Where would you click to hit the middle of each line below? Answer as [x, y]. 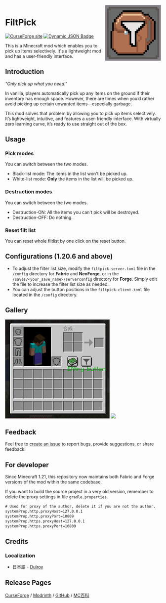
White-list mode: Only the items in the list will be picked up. [73, 179]
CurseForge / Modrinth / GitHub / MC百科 [47, 595]
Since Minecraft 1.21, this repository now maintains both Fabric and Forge [80, 477]
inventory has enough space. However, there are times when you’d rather [80, 98]
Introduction [25, 72]
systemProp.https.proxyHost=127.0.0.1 [45, 521]
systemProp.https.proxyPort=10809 [41, 526]
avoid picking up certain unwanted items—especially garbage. [69, 104]
